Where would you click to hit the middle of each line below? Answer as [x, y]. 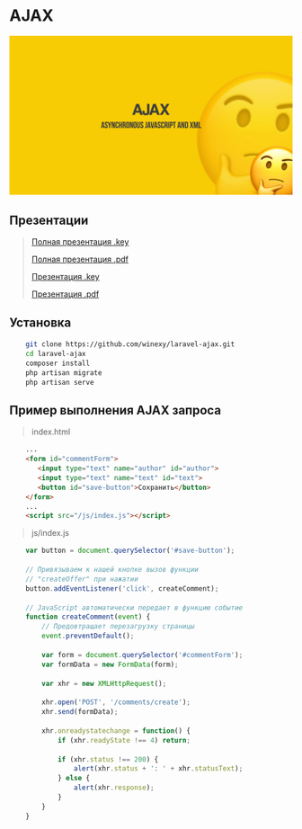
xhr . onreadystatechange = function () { [116, 731]
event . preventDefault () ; [88, 636]
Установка [40, 322]
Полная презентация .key [80, 242]
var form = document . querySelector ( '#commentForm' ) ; [142, 655]
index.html [51, 432]
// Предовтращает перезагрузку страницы [118, 627]
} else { [74, 779]
